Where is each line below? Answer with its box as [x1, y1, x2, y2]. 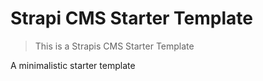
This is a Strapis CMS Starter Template [34, 40, 195, 52]
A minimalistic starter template [10, 59, 136, 71]
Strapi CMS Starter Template [10, 7, 254, 30]
